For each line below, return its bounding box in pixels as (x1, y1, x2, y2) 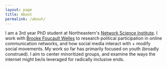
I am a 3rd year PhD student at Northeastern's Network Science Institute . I (5, 30, 158, 36)
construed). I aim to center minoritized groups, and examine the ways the (5, 51, 156, 57)
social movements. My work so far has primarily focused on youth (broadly (5, 46, 160, 52)
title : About (5, 12, 32, 17)
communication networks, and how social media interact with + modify (5, 41, 151, 47)
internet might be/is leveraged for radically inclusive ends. (5, 57, 125, 63)
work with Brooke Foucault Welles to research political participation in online (5, 35, 162, 41)
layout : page (5, 7, 32, 12)
